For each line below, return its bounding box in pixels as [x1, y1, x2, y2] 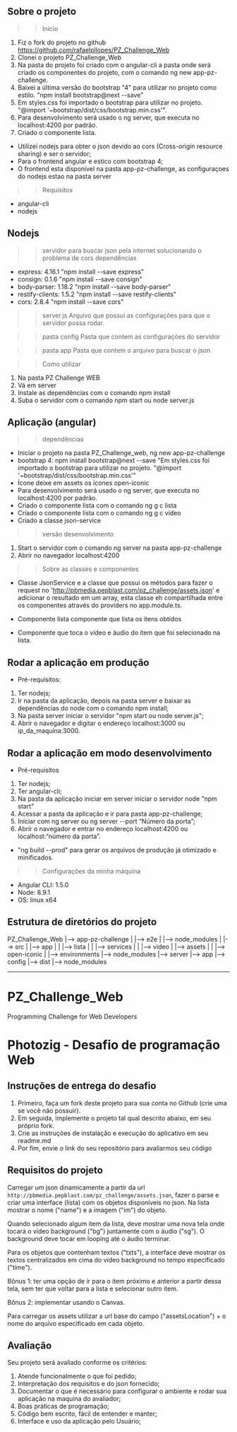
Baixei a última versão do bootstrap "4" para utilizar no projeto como [17, 83, 217, 91]
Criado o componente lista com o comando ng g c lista [17, 501, 177, 510]
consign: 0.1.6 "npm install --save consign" [17, 275, 142, 283]
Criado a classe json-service [17, 516, 101, 525]
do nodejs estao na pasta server [17, 172, 111, 180]
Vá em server [17, 381, 56, 389]
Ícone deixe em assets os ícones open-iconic [17, 479, 150, 487]
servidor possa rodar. [42, 318, 104, 327]
